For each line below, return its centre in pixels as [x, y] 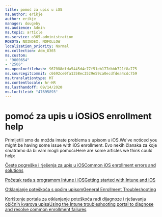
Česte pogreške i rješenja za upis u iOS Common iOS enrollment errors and [81, 165]
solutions [14, 170]
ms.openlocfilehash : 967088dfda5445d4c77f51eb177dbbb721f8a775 [71, 69]
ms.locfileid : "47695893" [31, 92]
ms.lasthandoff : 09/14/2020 [34, 87]
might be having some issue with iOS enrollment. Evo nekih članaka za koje [81, 145]
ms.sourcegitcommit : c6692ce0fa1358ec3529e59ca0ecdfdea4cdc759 [71, 74]
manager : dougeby [23, 23]
